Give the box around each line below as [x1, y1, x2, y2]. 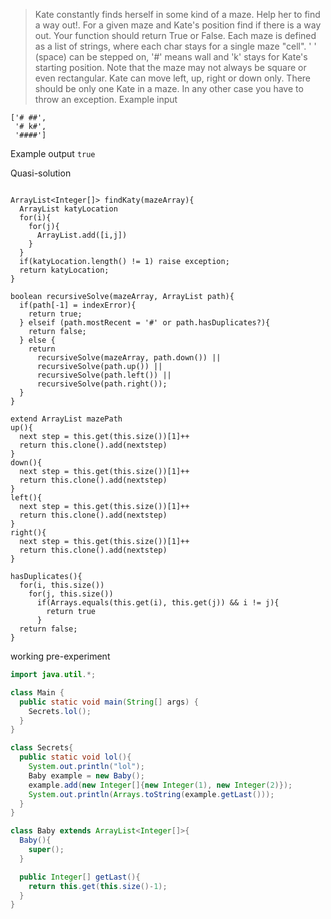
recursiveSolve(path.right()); [36, 379, 168, 389]
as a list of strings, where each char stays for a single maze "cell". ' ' [34, 40, 317, 52]
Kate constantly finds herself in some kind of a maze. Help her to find [34, 9, 321, 20]
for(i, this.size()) [19, 580, 105, 590]
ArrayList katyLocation [19, 204, 118, 214]
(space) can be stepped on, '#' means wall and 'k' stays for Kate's [34, 51, 308, 63]
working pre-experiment [10, 650, 111, 662]
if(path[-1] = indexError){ [19, 300, 137, 310]
